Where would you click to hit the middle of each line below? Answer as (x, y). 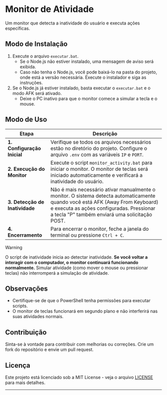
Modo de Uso (26, 120)
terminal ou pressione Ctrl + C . (87, 235)
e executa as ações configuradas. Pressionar (103, 208)
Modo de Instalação (37, 44)
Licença (18, 365)
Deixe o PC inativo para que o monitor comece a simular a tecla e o (88, 98)
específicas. (18, 28)
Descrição (105, 133)
